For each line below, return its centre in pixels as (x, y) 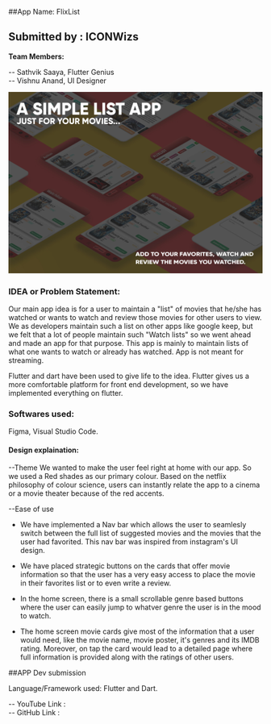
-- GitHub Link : (34, 713)
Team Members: (36, 56)
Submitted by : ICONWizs (73, 37)
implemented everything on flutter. (66, 393)
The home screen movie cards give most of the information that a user (137, 631)
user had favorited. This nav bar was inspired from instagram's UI (129, 542)
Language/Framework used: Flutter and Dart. (83, 689)
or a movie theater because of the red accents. (86, 493)
